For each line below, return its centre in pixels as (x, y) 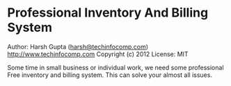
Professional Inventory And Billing (108, 13)
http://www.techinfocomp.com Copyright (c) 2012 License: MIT (98, 54)
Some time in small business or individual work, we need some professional (115, 67)
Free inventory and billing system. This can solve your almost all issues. (110, 75)
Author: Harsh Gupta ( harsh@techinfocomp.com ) (78, 46)
